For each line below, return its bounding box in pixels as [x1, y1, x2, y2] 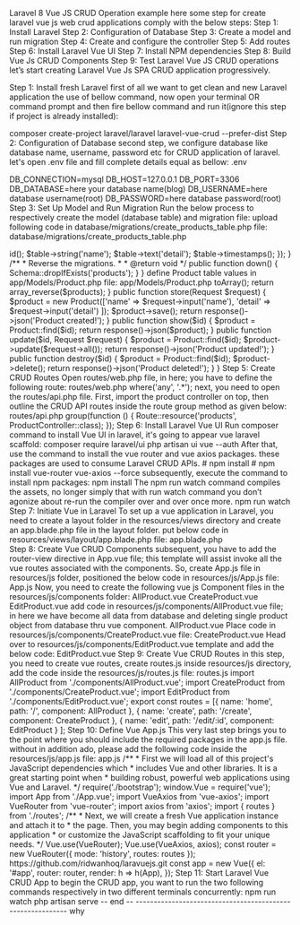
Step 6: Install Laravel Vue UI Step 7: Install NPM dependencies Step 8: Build [9, 46, 291, 56]
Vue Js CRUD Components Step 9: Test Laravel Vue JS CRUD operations [9, 56, 279, 65]
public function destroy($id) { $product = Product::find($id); [9, 353, 231, 364]
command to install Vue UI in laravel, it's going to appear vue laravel [9, 429, 261, 440]
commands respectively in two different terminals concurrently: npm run [9, 886, 276, 897]
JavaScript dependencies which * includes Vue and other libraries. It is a [9, 763, 278, 774]
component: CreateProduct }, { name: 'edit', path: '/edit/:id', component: [9, 715, 275, 725]
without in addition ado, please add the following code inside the [9, 744, 248, 754]
